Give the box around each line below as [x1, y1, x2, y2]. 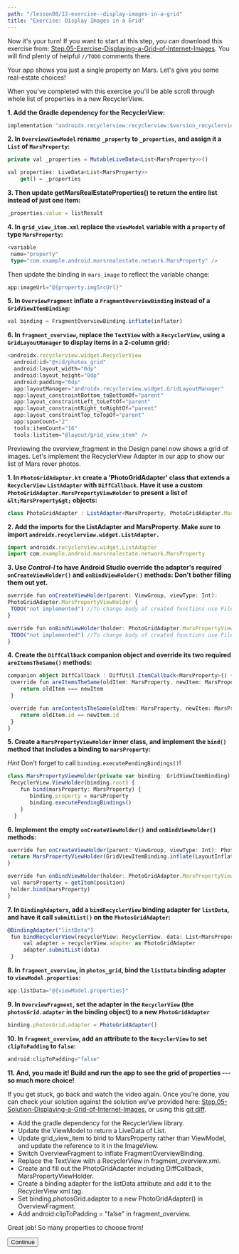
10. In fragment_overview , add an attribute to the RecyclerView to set [7, 1034, 208, 1043]
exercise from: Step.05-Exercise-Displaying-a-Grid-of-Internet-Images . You [7, 44, 230, 53]
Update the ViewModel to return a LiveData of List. [17, 1126, 166, 1135]
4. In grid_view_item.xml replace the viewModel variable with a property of [7, 222, 225, 231]
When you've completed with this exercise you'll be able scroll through [7, 87, 215, 95]
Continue [11, 1238, 36, 1245]
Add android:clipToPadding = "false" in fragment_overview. [17, 1209, 191, 1218]
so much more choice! [7, 1075, 75, 1085]
